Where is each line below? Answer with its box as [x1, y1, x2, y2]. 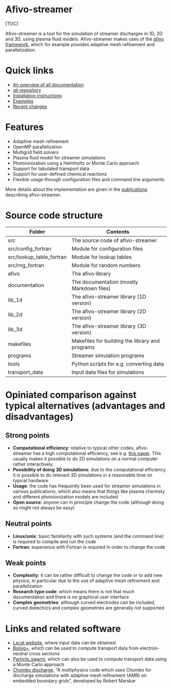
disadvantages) [5, 411, 74, 422]
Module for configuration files [71, 245, 143, 252]
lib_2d [8, 311, 23, 318]
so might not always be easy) [12, 504, 75, 510]
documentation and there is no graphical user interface [12, 594, 130, 600]
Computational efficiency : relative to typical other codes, [12, 444, 135, 451]
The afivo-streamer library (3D [71, 322, 146, 330]
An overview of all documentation [12, 81, 84, 88]
